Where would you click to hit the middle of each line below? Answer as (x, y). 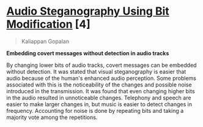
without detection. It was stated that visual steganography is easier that (96, 71)
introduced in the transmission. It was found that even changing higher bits (101, 91)
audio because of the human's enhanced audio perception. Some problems (102, 78)
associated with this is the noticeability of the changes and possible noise (99, 85)
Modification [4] (48, 24)
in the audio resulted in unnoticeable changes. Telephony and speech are (99, 98)
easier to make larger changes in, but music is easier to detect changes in (99, 104)
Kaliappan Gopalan (45, 41)
